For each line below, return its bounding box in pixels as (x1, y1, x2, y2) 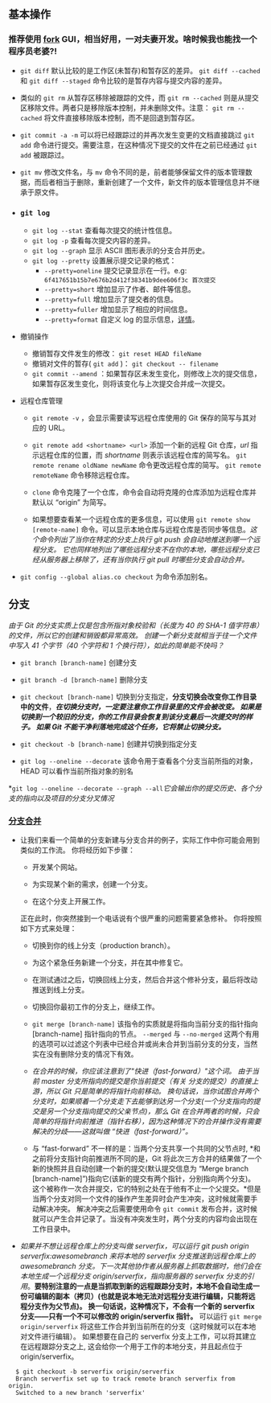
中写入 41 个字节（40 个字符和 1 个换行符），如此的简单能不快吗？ (8, 640, 224, 650)
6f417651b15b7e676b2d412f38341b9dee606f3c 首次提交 (43, 276, 216, 284)
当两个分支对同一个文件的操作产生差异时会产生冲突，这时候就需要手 (31, 1194, 258, 1204)
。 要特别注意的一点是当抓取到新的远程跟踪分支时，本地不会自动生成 (27, 1282, 253, 1291)
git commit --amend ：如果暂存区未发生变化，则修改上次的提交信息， (31, 368, 261, 378)
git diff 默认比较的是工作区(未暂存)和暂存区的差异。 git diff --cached (19, 65, 261, 75)
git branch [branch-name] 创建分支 (19, 658, 138, 667)
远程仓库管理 (19, 396, 63, 405)
